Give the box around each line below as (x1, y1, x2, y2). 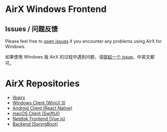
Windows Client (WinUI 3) (12, 99, 66, 105)
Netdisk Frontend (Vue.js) (12, 115, 65, 121)
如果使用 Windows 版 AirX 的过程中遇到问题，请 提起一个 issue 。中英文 (5, 54, 151, 59)
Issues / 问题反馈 (5, 24, 58, 33)
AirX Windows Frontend (5, 3, 107, 15)
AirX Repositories (5, 78, 80, 89)
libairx (12, 94, 25, 100)
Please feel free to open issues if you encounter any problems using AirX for (5, 38, 162, 44)
